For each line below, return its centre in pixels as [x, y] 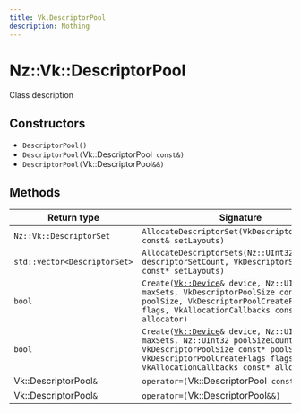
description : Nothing [50, 26]
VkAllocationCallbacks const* [206, 368]
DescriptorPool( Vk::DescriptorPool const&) [103, 154]
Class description [42, 95]
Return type [74, 218]
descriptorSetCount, [186, 262]
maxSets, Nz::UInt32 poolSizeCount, [220, 341]
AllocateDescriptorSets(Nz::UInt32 [218, 253]
